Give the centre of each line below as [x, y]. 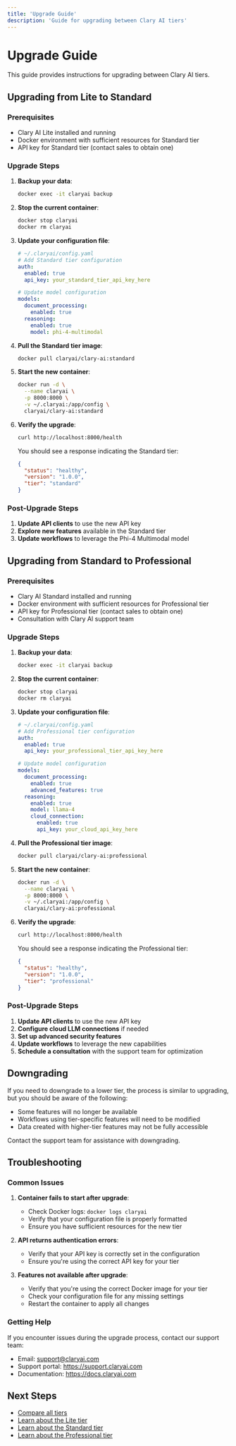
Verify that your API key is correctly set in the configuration [114, 1254]
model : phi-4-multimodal [67, 332]
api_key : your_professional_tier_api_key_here [94, 751]
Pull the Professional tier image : [65, 843]
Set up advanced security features [69, 1036]
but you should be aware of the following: [68, 1098]
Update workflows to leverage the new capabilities [92, 1044]
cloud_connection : [57, 816]
